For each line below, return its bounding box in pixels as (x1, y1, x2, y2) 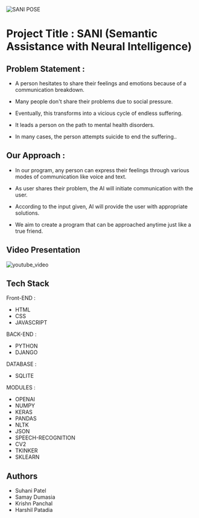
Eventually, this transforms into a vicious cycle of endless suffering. (14, 109, 183, 117)
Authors (6, 471, 38, 481)
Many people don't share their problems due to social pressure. (14, 98, 173, 105)
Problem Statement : (6, 63, 86, 74)
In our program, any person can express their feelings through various (14, 166, 190, 173)
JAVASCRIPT (14, 319, 48, 326)
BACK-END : (6, 331, 37, 338)
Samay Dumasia (14, 493, 55, 501)
